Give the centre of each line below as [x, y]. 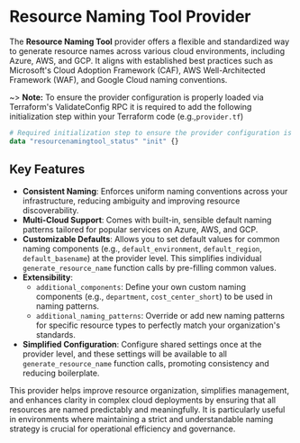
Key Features [47, 170]
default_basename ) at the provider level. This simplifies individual [142, 258]
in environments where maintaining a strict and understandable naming [141, 419]
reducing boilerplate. [61, 373]
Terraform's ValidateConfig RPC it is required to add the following [131, 106]
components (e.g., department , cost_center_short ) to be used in [154, 296]
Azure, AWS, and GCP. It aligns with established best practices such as [141, 60]
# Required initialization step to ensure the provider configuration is [151, 132]
